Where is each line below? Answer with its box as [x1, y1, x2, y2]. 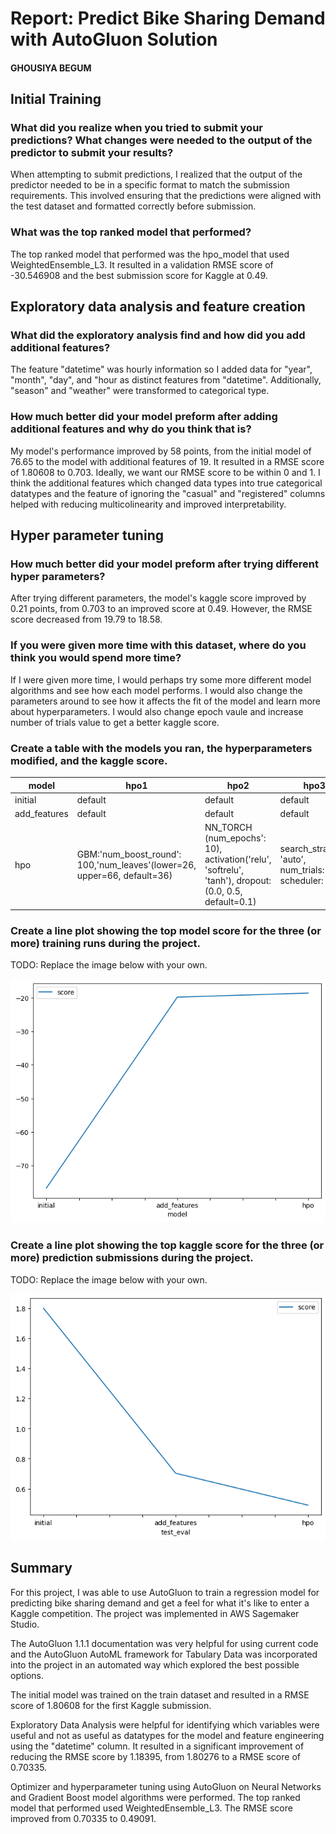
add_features [14, 808, 69, 820]
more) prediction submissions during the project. [10, 1251, 254, 1265]
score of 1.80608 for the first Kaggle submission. [10, 1699, 212, 1711]
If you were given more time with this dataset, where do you [10, 638, 307, 652]
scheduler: [279, 875, 324, 887]
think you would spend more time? [10, 651, 182, 665]
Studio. [10, 1618, 40, 1630]
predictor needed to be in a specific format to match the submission [10, 179, 291, 191]
